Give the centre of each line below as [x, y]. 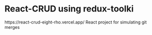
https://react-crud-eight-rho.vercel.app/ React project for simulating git [76, 22]
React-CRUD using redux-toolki [69, 9]
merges [12, 27]
